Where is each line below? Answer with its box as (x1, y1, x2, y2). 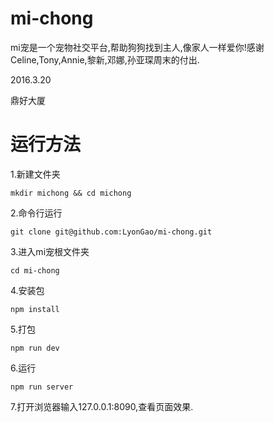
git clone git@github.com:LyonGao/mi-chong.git (10, 227, 213, 237)
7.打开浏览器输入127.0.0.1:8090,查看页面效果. (10, 400, 194, 412)
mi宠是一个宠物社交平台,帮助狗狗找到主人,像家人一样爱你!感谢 (10, 41, 265, 53)
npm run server (10, 382, 74, 392)
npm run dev (10, 343, 60, 353)
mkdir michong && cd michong (10, 188, 132, 198)
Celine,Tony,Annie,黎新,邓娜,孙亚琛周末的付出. (10, 53, 200, 66)
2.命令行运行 (10, 207, 63, 219)
